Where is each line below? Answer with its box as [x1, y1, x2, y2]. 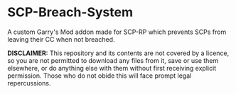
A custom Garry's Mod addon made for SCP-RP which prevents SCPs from [7, 28, 227, 36]
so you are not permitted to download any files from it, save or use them [7, 56, 219, 64]
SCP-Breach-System [7, 4, 134, 20]
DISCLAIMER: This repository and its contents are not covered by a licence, [7, 49, 230, 57]
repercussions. [7, 78, 51, 87]
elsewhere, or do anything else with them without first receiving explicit [7, 64, 217, 72]
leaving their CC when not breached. [7, 35, 115, 43]
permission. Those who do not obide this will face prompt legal [7, 71, 192, 80]
